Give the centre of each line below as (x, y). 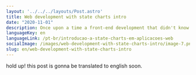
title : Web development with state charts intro (66, 17)
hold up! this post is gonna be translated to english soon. (74, 66)
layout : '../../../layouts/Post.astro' (55, 11)
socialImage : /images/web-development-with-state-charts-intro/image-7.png (100, 44)
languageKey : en (26, 33)
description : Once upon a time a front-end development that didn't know (98, 28)
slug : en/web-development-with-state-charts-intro (69, 49)
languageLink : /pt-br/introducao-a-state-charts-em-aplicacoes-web (90, 38)
